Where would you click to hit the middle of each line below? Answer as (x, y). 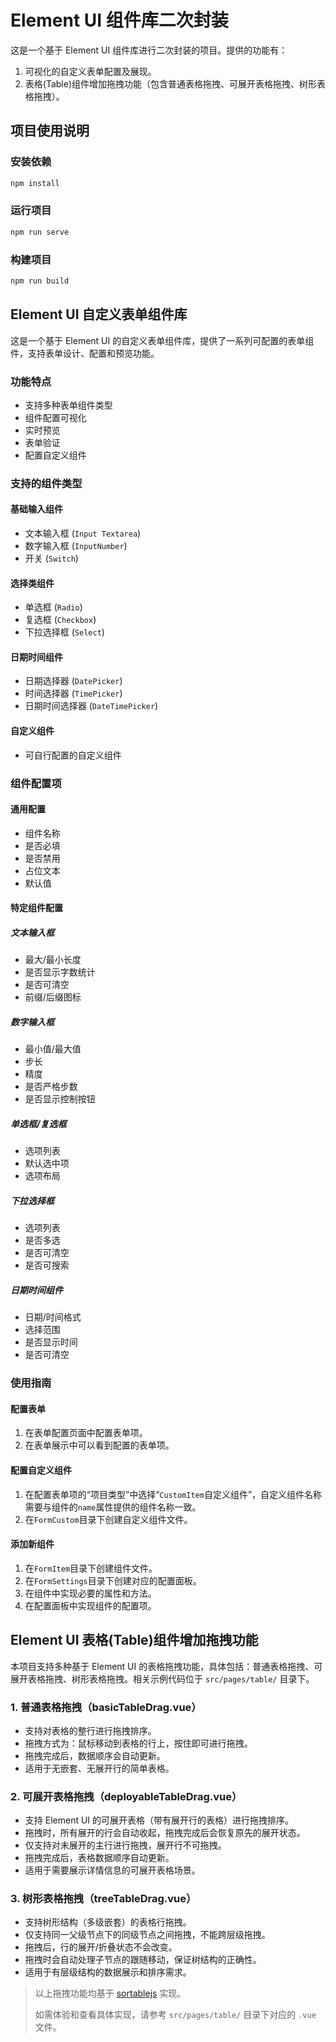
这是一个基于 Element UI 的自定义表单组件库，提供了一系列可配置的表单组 (162, 340)
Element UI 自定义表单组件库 (99, 314)
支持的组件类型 (46, 483)
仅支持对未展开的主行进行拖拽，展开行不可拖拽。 (125, 1845)
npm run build (40, 281)
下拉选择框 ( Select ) (64, 632)
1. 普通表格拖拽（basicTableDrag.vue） (106, 1707)
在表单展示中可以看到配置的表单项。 (99, 1445)
